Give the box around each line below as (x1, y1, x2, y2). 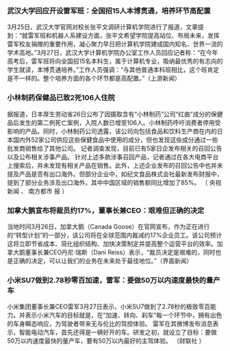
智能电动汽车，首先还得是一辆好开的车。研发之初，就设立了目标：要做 (18, 328, 217, 337)
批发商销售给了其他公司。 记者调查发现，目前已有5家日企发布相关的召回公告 (7, 144, 222, 152)
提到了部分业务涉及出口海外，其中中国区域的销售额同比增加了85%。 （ (7, 178, 208, 186)
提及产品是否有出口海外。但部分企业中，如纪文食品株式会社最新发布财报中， (7, 170, 223, 178)
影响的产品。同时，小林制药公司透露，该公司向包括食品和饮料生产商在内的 (7, 127, 217, 135)
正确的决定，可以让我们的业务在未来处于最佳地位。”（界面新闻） (12, 257, 193, 265)
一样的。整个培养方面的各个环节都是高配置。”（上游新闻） (18, 74, 181, 83)
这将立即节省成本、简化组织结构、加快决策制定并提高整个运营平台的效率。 (7, 239, 217, 248)
